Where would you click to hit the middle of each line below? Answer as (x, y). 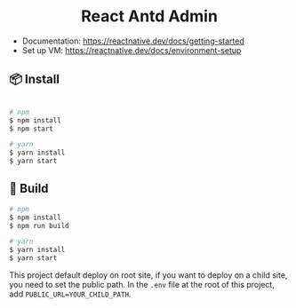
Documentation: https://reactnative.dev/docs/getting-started (133, 41)
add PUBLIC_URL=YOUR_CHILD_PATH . (70, 294)
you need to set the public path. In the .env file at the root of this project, (142, 285)
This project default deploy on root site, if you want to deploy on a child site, (148, 275)
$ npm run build (39, 225)
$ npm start (31, 129)
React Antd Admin (149, 16)
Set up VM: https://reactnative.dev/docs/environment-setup (132, 50)
